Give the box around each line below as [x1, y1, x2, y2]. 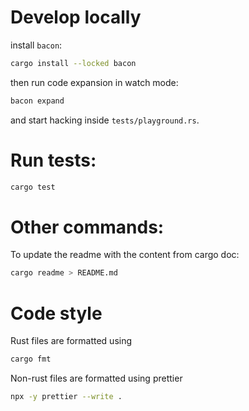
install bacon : [10, 39, 63, 51]
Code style [10, 302, 103, 325]
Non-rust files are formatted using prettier [10, 372, 183, 385]
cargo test [10, 182, 56, 192]
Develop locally [10, 6, 142, 29]
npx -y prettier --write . [10, 392, 123, 402]
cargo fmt [10, 354, 52, 365]
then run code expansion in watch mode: [10, 76, 179, 88]
